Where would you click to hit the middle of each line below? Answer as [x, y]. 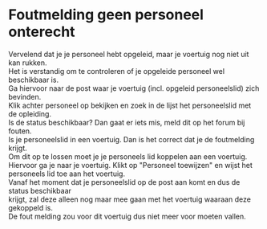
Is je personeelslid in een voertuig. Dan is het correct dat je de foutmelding [131, 139]
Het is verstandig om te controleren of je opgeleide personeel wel [117, 71]
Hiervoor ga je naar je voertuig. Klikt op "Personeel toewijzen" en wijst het [130, 165]
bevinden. [25, 96]
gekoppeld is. [31, 207]
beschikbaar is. [33, 80]
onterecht [42, 32]
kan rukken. [28, 63]
